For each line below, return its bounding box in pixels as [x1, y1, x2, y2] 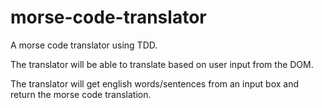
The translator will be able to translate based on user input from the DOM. [10, 58, 314, 70]
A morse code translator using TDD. [10, 39, 158, 51]
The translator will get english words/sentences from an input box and [10, 77, 300, 90]
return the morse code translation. [10, 88, 152, 100]
